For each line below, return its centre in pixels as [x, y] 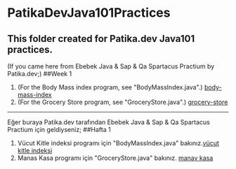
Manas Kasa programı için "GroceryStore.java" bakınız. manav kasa [115, 158]
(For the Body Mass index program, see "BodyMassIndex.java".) [110, 87]
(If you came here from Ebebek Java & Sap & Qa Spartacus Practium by [111, 66]
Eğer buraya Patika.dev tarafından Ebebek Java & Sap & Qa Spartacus [109, 122]
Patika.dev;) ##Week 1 [40, 74]
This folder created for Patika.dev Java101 [101, 39]
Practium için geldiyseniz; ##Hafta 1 [59, 130]
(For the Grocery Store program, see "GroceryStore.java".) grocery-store [123, 102]
